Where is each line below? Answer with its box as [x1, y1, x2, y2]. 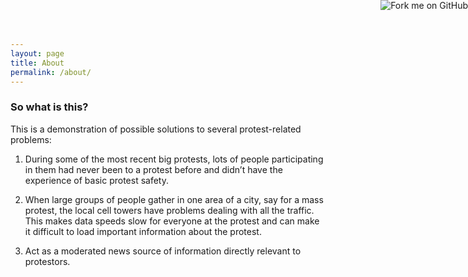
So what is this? [10, 100, 89, 114]
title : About [10, 58, 65, 68]
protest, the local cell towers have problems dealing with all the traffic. [24, 204, 315, 216]
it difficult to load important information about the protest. [24, 225, 262, 237]
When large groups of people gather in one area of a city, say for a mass [24, 193, 324, 205]
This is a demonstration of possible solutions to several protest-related [10, 123, 302, 135]
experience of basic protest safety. [24, 174, 169, 186]
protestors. [24, 255, 71, 267]
